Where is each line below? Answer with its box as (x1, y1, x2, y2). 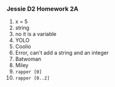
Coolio (15, 43, 31, 50)
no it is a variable (15, 31, 57, 38)
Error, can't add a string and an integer (15, 49, 109, 56)
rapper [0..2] (15, 75, 50, 81)
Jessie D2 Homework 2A (6, 5, 79, 13)
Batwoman (15, 55, 42, 63)
